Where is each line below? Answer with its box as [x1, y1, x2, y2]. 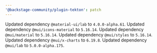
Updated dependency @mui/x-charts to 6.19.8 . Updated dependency [5, 37, 147, 43]
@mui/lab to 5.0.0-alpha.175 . [5, 42, 65, 48]
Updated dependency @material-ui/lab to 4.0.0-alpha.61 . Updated [5, 21, 145, 27]
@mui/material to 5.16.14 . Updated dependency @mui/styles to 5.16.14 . [5, 31, 153, 37]
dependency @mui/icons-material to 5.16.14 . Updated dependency [5, 26, 144, 32]
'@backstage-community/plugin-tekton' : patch [5, 7, 101, 12]
